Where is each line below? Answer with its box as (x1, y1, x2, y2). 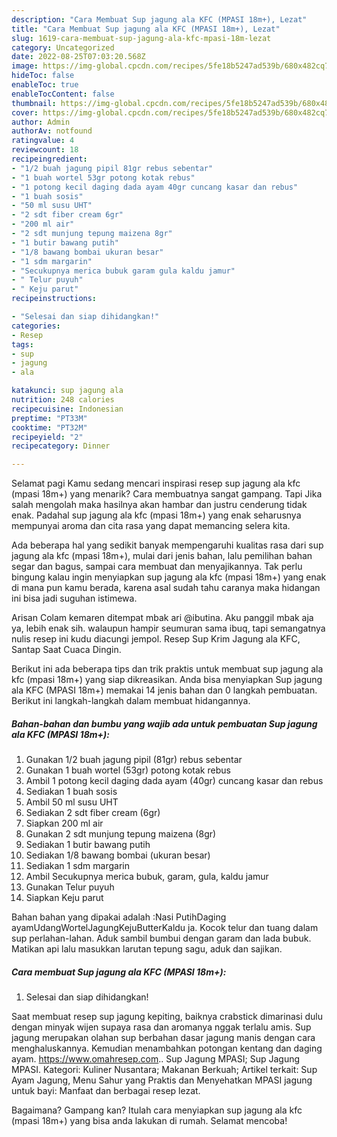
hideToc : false (11, 71, 75, 81)
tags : (11, 339, 34, 350)
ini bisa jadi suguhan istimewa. (11, 592, 138, 605)
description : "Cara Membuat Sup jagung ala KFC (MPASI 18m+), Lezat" (11, 14, 308, 25)
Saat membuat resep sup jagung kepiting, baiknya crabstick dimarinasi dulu (11, 1011, 324, 1023)
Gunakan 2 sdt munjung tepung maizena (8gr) (25, 828, 217, 840)
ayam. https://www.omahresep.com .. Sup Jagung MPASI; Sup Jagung (11, 1053, 301, 1065)
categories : (11, 321, 61, 331)
